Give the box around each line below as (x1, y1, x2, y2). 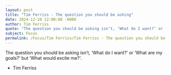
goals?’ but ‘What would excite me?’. (5, 55, 82, 61)
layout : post (5, 7, 33, 13)
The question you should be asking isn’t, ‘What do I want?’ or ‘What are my (5, 49, 163, 56)
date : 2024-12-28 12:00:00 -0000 (5, 17, 77, 22)
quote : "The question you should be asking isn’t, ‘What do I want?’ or (5, 26, 163, 31)
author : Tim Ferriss (5, 21, 50, 27)
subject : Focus (5, 31, 38, 36)
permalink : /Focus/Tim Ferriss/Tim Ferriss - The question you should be (5, 36, 166, 41)
